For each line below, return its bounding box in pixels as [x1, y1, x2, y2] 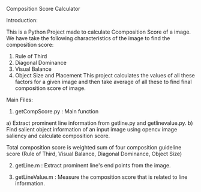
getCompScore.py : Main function [14, 108, 99, 115]
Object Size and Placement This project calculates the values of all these [14, 72, 195, 79]
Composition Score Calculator [6, 5, 80, 12]
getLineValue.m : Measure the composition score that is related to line [14, 173, 188, 181]
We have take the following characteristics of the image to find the [6, 35, 170, 41]
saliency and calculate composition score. [6, 132, 110, 139]
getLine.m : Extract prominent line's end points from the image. [14, 162, 171, 169]
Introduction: [6, 17, 38, 23]
